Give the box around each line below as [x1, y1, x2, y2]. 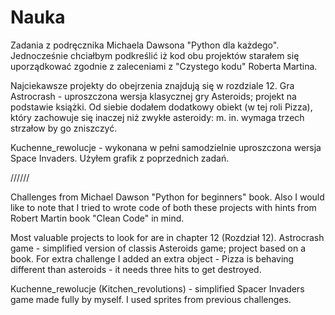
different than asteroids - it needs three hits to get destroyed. [10, 263, 262, 275]
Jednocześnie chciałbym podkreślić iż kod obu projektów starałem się [10, 49, 300, 61]
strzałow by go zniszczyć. [10, 122, 118, 134]
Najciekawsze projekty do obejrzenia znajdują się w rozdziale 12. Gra [10, 79, 295, 91]
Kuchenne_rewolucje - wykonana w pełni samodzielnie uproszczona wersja [10, 141, 322, 153]
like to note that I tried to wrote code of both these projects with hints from [10, 201, 317, 213]
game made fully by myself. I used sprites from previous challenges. [10, 293, 292, 305]
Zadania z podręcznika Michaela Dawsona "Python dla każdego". [10, 39, 280, 51]
